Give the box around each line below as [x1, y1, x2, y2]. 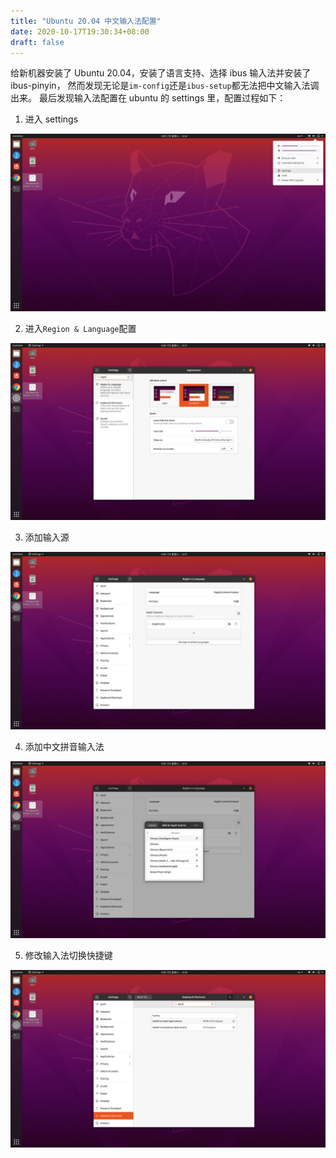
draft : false [10, 37, 65, 47]
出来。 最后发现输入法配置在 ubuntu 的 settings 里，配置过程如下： [10, 92, 287, 104]
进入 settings [24, 113, 79, 125]
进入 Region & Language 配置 [24, 322, 137, 334]
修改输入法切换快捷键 [24, 950, 113, 962]
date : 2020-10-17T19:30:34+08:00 [10, 26, 150, 37]
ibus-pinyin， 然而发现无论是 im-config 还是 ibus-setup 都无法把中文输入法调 [10, 80, 320, 92]
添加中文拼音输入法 [24, 740, 105, 752]
